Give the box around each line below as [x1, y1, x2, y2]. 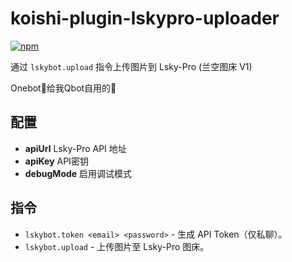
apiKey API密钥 [24, 155, 89, 167]
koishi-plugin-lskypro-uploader [10, 7, 280, 30]
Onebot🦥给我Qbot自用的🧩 [10, 82, 117, 94]
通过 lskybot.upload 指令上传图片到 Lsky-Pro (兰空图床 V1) [10, 60, 253, 72]
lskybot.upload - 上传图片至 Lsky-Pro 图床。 [24, 240, 210, 252]
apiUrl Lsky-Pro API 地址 [24, 142, 127, 154]
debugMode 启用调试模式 [24, 167, 133, 179]
